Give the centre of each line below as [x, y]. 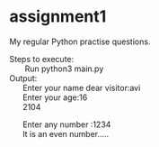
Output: [23, 78]
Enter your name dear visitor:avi [81, 87]
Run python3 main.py [64, 69]
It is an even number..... [66, 133]
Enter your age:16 [55, 97]
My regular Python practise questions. [80, 41]
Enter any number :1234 [66, 124]
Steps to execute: [42, 59]
